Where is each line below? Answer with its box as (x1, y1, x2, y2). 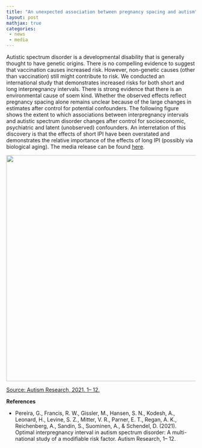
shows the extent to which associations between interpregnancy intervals (6, 111, 189, 118)
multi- (172, 429, 187, 436)
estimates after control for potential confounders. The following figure (6, 105, 179, 112)
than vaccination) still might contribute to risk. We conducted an (6, 73, 165, 80)
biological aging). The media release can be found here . (6, 143, 145, 150)
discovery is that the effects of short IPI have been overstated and (6, 130, 170, 137)
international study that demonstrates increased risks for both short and (6, 79, 185, 86)
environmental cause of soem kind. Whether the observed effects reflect (6, 92, 186, 99)
